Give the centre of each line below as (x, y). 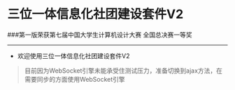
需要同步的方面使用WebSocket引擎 (75, 79)
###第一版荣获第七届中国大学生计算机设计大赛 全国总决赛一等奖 (100, 35)
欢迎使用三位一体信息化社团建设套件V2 (73, 55)
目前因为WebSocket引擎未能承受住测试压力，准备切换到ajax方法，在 (123, 71)
